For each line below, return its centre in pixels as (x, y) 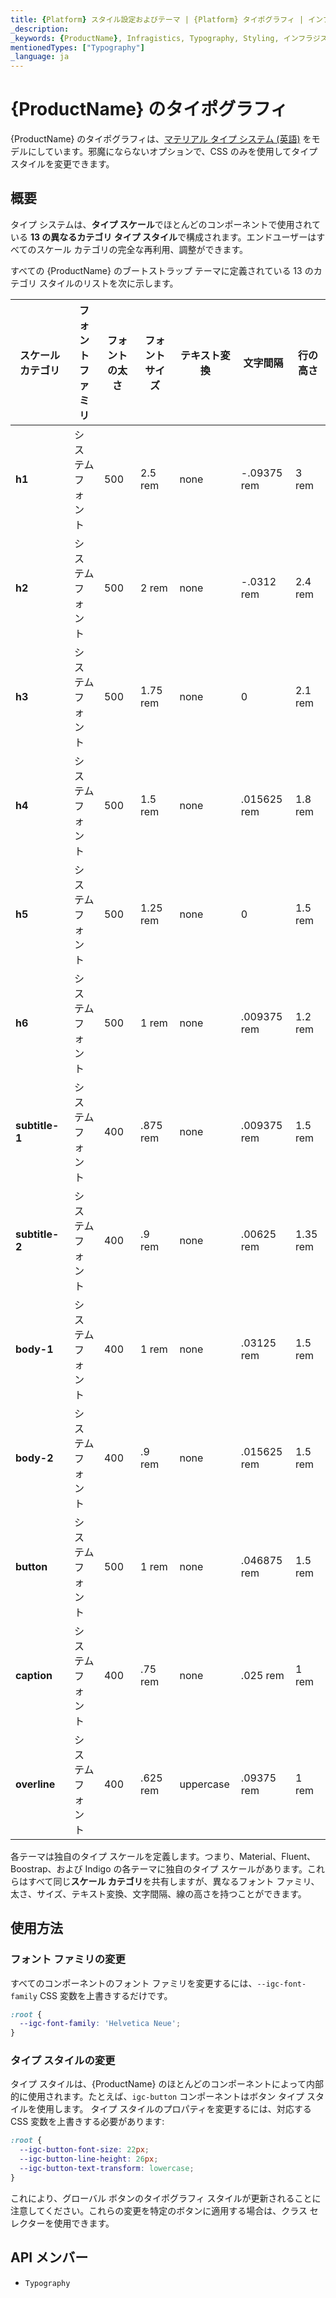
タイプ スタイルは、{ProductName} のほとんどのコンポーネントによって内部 (167, 2084)
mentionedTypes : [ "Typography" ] (77, 47)
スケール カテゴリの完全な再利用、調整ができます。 (142, 249)
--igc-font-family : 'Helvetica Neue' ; (100, 2024)
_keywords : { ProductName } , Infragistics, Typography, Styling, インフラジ (165, 38)
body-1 (34, 1349)
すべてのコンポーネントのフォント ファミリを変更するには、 (134, 1983)
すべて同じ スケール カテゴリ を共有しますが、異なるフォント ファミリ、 (173, 1881)
